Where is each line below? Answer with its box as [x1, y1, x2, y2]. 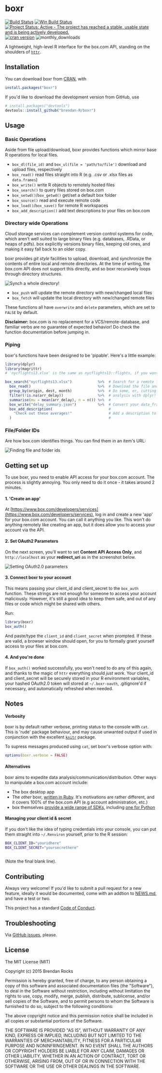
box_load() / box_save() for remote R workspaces [12, 203, 108, 208]
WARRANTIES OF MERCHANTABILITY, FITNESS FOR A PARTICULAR [5, 1038, 141, 1043]
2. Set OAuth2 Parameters [5, 538, 59, 544]
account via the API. [5, 527, 45, 533]
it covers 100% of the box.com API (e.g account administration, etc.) [12, 799, 148, 805]
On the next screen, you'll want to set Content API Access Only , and [5, 549, 142, 555]
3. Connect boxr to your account [5, 575, 71, 581]
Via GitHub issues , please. [5, 931, 57, 938]
